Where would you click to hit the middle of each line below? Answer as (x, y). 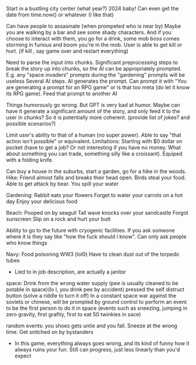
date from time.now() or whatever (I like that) (60, 15)
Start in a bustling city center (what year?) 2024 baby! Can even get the (92, 9)
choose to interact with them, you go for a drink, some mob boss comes (93, 38)
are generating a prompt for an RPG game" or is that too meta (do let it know (98, 87)
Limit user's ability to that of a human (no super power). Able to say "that (94, 135)
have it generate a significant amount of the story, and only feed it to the (93, 111)
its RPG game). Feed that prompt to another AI (62, 94)
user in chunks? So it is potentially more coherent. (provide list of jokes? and (98, 117)
